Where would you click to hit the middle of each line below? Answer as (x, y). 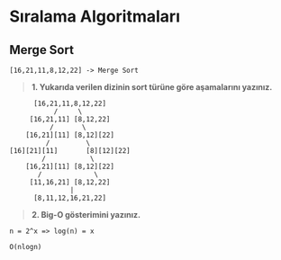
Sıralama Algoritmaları (95, 17)
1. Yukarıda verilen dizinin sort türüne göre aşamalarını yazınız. (152, 87)
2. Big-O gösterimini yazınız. (86, 215)
